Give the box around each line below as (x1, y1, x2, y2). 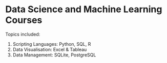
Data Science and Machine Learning (5, 4, 162, 15)
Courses (5, 14, 43, 26)
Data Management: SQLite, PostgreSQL (12, 52, 96, 58)
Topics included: (5, 31, 40, 37)
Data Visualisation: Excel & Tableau (12, 46, 87, 52)
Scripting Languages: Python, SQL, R (12, 41, 91, 47)
